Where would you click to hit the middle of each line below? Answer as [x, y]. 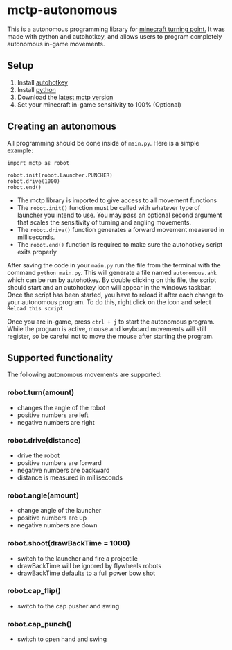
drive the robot [38, 455]
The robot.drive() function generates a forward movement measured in [121, 229]
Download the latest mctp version [65, 97]
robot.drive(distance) [44, 440]
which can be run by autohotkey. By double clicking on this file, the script [112, 280]
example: [20, 150]
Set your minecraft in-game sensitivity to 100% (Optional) [99, 104]
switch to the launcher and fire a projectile [78, 558]
